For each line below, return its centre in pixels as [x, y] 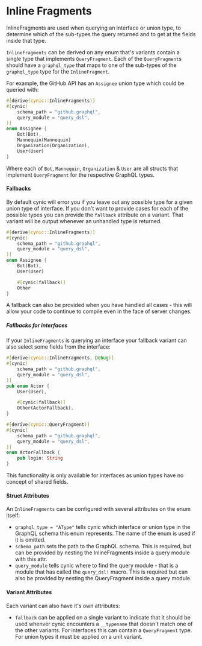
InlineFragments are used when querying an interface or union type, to [94, 28]
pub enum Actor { [28, 386]
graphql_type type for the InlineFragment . [58, 71]
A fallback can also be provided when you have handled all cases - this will [99, 305]
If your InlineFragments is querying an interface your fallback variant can [97, 340]
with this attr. [31, 559]
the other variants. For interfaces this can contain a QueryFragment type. [103, 630]
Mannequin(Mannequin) [44, 140]
